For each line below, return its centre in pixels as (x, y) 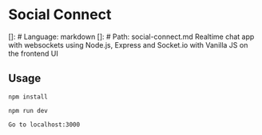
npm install (28, 97)
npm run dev (28, 110)
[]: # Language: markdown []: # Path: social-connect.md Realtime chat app (131, 37)
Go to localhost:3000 (44, 125)
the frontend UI (33, 53)
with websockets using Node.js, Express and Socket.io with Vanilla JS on (128, 44)
